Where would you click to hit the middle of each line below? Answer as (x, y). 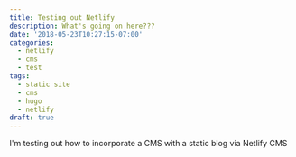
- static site (44, 84)
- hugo (30, 101)
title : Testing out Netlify (62, 17)
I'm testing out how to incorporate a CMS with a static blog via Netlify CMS (148, 144)
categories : (32, 43)
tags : (19, 76)
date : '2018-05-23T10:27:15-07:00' (76, 34)
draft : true (32, 118)
